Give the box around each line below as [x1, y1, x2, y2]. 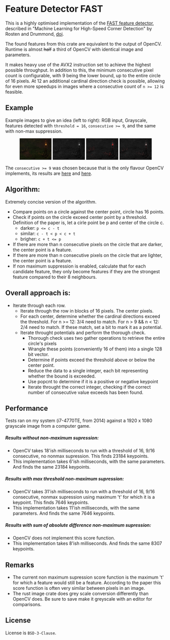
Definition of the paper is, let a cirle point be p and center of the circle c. [12, 219, 164, 226]
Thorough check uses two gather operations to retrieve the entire [27, 335, 165, 341]
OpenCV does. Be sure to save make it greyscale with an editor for [12, 596, 153, 602]
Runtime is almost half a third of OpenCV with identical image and [5, 46, 143, 52]
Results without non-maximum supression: [5, 434, 99, 440]
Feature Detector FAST [5, 3, 103, 15]
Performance [5, 404, 48, 412]
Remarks [5, 561, 35, 569]
